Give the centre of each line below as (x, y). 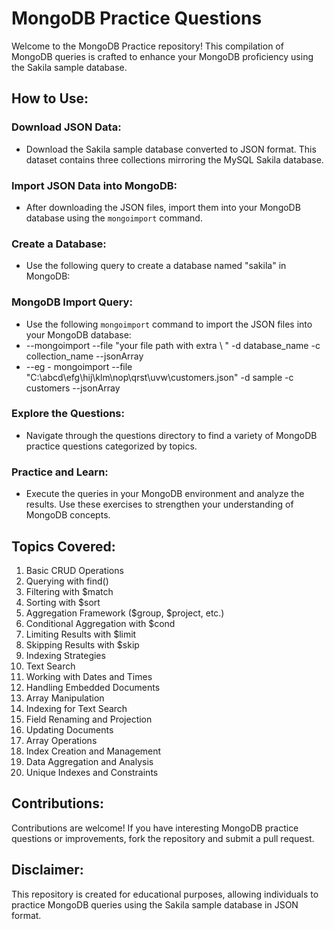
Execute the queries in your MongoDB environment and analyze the (165, 494)
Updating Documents (69, 729)
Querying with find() (67, 581)
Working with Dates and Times (89, 676)
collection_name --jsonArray (84, 356)
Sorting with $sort (63, 602)
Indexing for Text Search (76, 708)
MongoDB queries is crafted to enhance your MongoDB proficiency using (162, 56)
